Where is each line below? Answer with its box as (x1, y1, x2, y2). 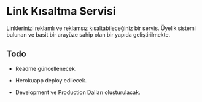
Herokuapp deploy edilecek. (15, 76, 87, 84)
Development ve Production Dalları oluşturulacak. (15, 89, 141, 96)
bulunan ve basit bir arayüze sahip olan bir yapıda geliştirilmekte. (6, 31, 171, 38)
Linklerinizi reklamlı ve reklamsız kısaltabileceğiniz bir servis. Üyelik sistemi (6, 24, 196, 32)
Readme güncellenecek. (15, 65, 77, 72)
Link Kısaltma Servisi (6, 4, 116, 18)
